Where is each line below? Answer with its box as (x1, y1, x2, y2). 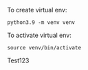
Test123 (7, 56, 30, 65)
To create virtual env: (7, 6, 67, 14)
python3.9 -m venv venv (7, 19, 76, 26)
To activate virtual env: (7, 31, 72, 39)
